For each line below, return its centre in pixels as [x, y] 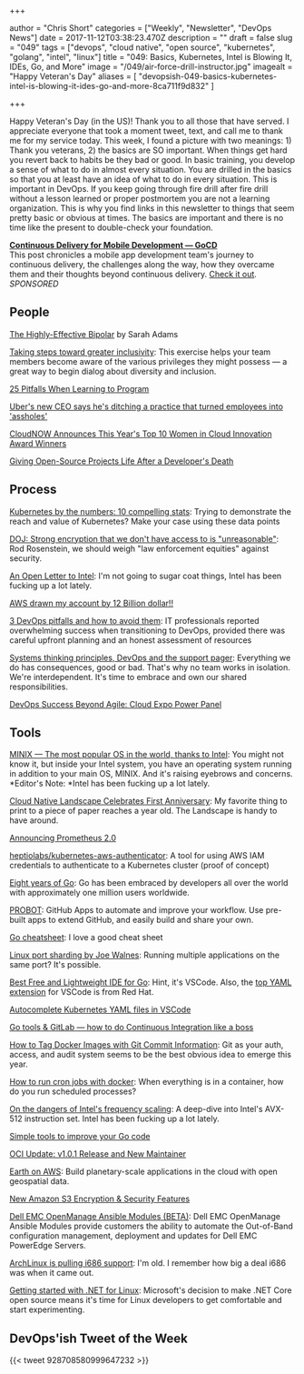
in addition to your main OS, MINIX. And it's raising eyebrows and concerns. [151, 774]
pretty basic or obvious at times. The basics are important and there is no [147, 218]
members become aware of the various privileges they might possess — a [148, 361]
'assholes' [29, 416]
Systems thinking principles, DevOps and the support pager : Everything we [150, 657]
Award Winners [38, 443]
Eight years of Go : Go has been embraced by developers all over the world [149, 883]
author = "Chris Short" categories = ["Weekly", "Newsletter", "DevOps [141, 28]
